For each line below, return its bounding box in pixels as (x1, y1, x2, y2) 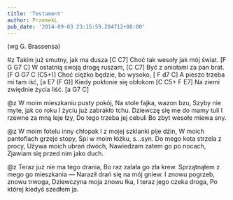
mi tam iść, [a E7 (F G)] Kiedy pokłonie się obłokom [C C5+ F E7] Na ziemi (7, 78, 220, 86)
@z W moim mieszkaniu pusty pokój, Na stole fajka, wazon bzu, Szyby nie (7, 99, 222, 107)
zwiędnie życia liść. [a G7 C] (7, 85, 90, 94)
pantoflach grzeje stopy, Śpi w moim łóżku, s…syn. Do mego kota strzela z (7, 134, 222, 143)
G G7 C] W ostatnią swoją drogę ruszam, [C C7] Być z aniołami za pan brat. (7, 63, 225, 72)
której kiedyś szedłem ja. (7, 185, 79, 194)
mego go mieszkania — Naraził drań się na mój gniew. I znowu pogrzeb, (7, 170, 216, 178)
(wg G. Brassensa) (7, 43, 61, 51)
